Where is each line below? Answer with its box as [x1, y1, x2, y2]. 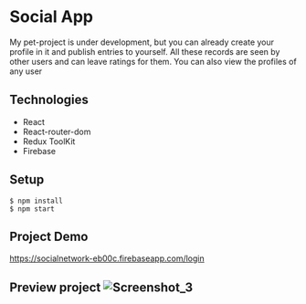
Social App [9, 6, 94, 27]
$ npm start [9, 204, 55, 214]
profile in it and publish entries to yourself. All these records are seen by [9, 46, 280, 57]
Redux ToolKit [22, 135, 76, 147]
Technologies [9, 92, 90, 108]
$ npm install [9, 196, 64, 205]
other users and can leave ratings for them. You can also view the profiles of [9, 56, 297, 67]
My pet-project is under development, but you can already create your [9, 37, 275, 47]
